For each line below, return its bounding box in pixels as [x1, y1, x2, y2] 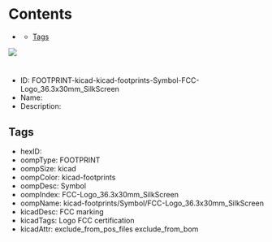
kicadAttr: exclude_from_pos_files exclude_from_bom [19, 224, 199, 234]
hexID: [19, 146, 42, 156]
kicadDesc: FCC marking [19, 206, 104, 216]
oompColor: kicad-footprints [19, 172, 116, 182]
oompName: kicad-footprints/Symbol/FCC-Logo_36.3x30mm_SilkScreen [19, 198, 264, 208]
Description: [19, 102, 62, 111]
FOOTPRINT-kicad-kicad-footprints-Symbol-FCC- [31, 76, 200, 85]
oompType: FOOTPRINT [19, 155, 101, 165]
